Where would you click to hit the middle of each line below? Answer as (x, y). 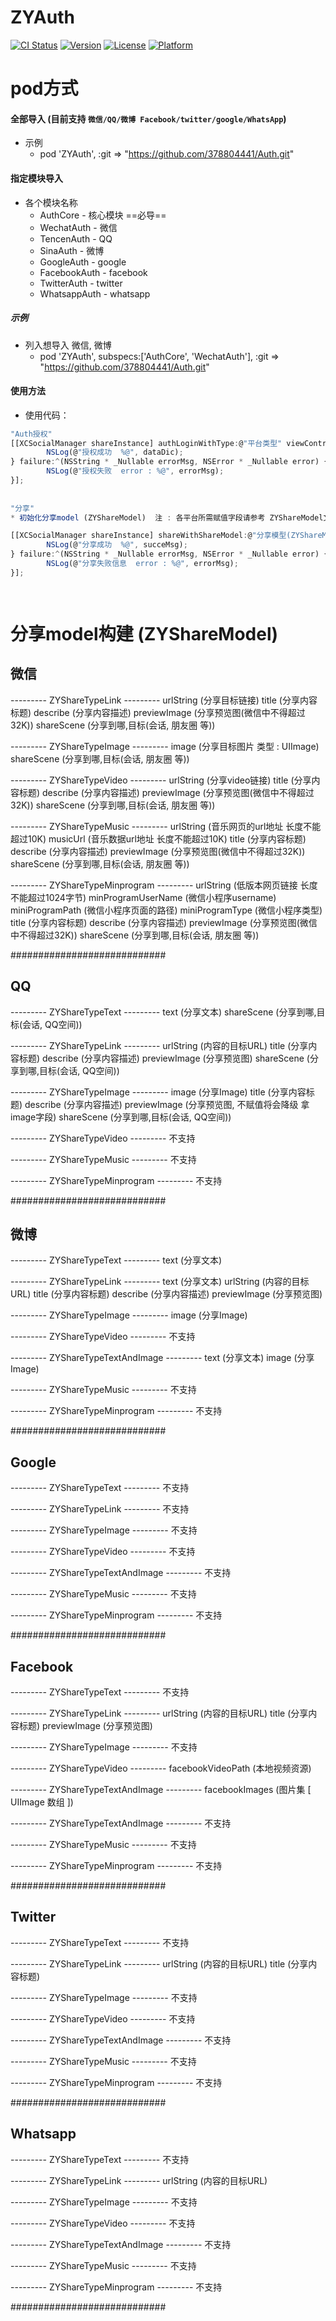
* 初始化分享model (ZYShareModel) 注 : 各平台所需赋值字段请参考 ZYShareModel (167, 517)
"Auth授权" (31, 434)
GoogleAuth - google (83, 262)
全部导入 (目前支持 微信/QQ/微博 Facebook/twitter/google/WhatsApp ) (148, 118)
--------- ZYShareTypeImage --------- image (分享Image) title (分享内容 (158, 1092)
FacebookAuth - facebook (93, 272)
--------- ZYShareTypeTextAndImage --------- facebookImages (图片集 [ (161, 1789)
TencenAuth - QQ (76, 238)
